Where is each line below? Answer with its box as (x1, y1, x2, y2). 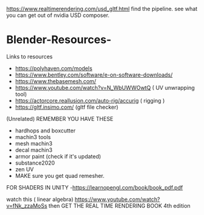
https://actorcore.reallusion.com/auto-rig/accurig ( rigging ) (15, 97, 165, 104)
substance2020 (15, 159, 55, 166)
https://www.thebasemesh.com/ (15, 77, 96, 84)
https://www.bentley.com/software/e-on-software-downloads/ (15, 71, 173, 78)
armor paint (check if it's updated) (15, 152, 102, 160)
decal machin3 (15, 146, 53, 154)
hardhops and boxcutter (15, 127, 76, 134)
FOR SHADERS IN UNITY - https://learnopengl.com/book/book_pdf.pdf (6, 183, 183, 191)
